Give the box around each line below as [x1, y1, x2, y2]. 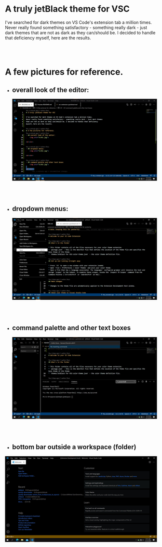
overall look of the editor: [12, 86, 89, 94]
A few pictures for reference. [5, 66, 123, 78]
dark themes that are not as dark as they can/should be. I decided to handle [5, 30, 156, 35]
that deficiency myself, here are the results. [5, 35, 91, 41]
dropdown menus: [12, 205, 68, 213]
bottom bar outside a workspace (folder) [12, 443, 136, 451]
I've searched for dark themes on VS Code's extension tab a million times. [5, 19, 152, 25]
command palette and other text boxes [12, 324, 131, 332]
